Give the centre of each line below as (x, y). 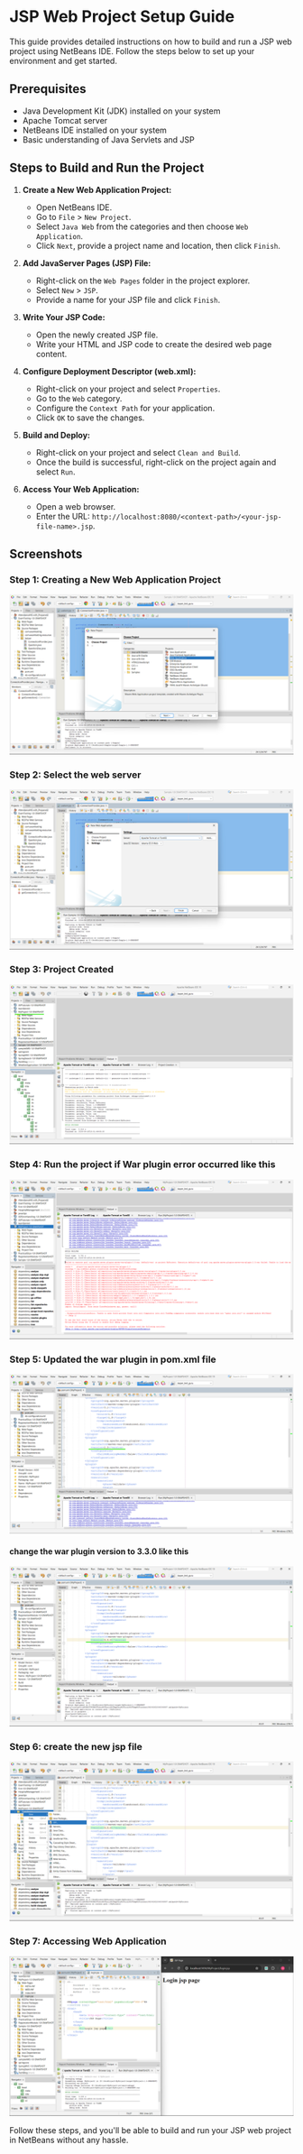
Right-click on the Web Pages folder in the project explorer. (143, 281)
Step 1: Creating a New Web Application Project (115, 579)
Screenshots (46, 553)
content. (51, 354)
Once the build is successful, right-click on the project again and (156, 462)
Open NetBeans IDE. (74, 207)
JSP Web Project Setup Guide (122, 17)
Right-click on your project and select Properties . (128, 389)
